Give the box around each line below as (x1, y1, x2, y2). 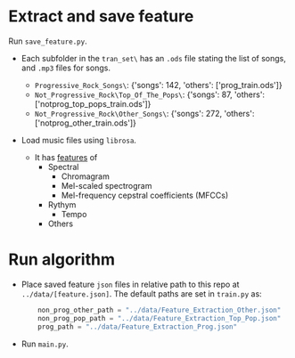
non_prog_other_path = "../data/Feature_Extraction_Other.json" (37, 305, 282, 314)
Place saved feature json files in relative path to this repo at (20, 279, 240, 289)
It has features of (34, 151, 98, 162)
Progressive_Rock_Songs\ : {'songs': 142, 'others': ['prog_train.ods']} (34, 79, 283, 90)
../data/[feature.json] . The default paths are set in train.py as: (20, 288, 262, 299)
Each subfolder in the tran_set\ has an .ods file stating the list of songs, (20, 53, 287, 63)
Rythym (47, 199, 77, 210)
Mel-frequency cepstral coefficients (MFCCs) (61, 190, 229, 200)
